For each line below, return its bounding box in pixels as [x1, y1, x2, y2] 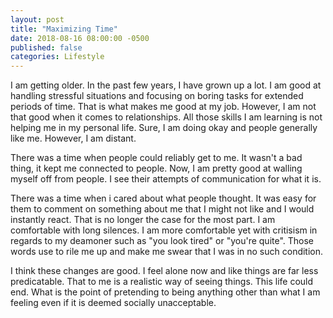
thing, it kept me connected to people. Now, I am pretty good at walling [10, 162, 303, 175]
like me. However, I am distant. [10, 132, 137, 145]
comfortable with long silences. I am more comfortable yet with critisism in [10, 224, 318, 236]
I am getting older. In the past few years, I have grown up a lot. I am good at [10, 79, 322, 91]
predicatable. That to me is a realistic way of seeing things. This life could [10, 276, 314, 288]
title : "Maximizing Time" [10, 24, 118, 34]
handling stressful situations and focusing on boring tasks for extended [10, 90, 304, 102]
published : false [10, 42, 83, 53]
